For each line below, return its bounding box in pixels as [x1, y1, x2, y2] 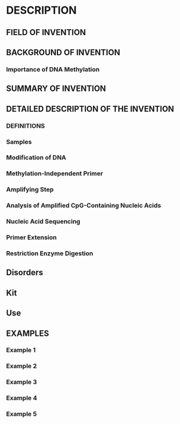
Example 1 [6, 346, 36, 354]
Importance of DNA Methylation [6, 65, 100, 73]
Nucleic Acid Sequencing [6, 218, 81, 226]
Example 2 [6, 362, 37, 370]
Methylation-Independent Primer [6, 169, 104, 178]
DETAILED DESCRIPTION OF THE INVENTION [6, 103, 175, 114]
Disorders [6, 268, 43, 278]
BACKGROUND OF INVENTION [6, 47, 120, 57]
